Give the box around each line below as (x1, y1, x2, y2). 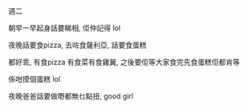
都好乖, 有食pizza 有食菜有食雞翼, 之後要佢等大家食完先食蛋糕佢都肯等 (8, 58, 241, 67)
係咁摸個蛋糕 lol (8, 75, 61, 83)
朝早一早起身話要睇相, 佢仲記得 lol (8, 23, 121, 33)
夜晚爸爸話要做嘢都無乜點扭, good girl (8, 91, 134, 101)
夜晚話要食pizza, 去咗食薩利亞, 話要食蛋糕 (8, 40, 147, 50)
